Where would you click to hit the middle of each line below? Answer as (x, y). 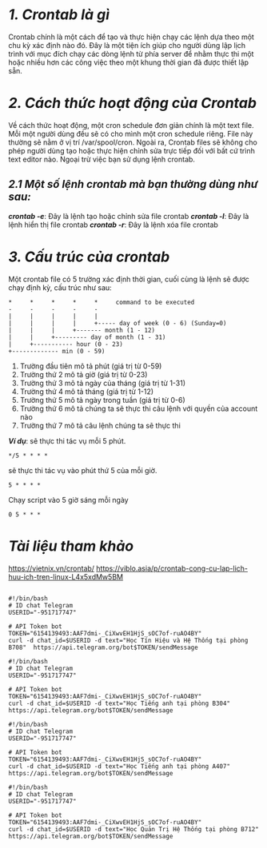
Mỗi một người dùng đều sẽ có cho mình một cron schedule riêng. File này (131, 133)
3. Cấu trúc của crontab (89, 257)
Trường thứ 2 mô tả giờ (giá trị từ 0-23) (84, 374)
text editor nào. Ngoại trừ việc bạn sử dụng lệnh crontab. (102, 159)
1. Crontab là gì (59, 15)
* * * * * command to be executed (102, 302)
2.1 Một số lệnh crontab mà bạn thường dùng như (133, 184)
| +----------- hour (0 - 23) (66, 344)
